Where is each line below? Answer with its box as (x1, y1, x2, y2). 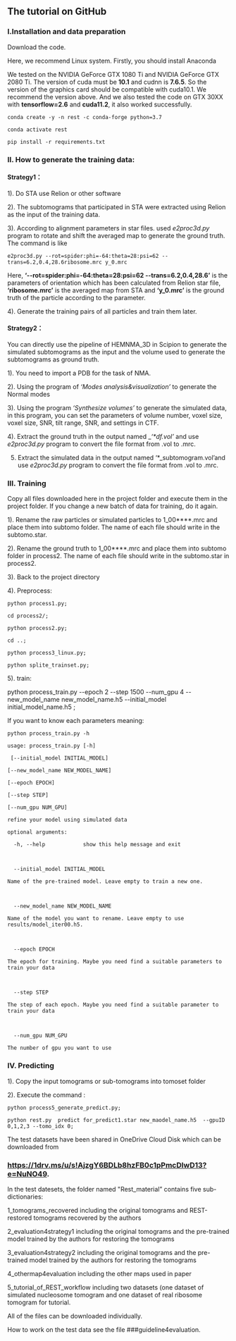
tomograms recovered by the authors (33, 1213, 142, 1222)
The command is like (7, 239, 68, 247)
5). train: (7, 674, 32, 683)
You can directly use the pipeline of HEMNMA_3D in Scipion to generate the (7, 340, 228, 349)
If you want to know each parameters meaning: (7, 717, 144, 725)
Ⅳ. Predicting (7, 1061, 54, 1070)
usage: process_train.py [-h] (7, 743, 97, 750)
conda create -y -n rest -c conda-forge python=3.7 (7, 113, 162, 120)
